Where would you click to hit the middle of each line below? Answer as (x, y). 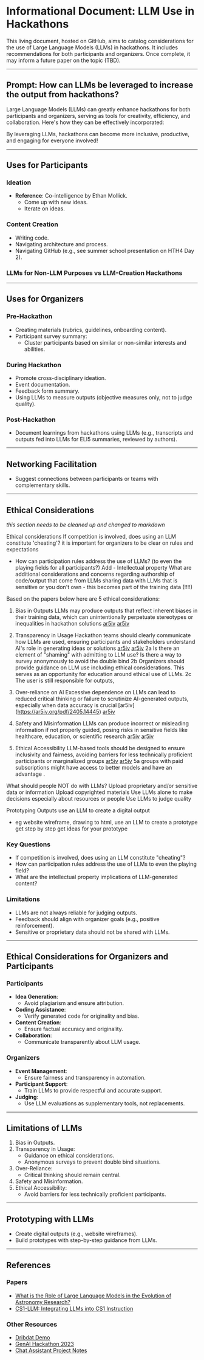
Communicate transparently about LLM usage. (82, 1042)
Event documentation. (42, 385)
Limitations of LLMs (44, 1128)
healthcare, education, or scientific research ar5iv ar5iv (84, 736)
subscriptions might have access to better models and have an (93, 767)
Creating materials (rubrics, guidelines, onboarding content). (91, 330)
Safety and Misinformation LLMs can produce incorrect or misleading (102, 723)
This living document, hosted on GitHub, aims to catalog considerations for (100, 41)
